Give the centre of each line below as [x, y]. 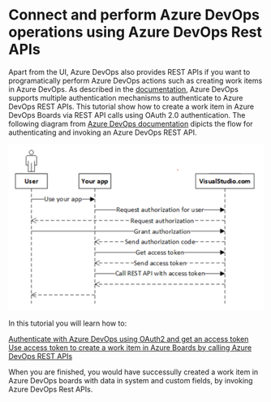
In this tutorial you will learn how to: [68, 323]
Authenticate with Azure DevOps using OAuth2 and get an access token [129, 339]
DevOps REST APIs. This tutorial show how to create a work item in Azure [131, 106]
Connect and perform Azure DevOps [134, 15]
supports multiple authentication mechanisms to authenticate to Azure [126, 97]
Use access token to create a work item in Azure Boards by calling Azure [130, 348]
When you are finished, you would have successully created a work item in [133, 372]
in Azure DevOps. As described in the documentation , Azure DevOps [124, 89]
